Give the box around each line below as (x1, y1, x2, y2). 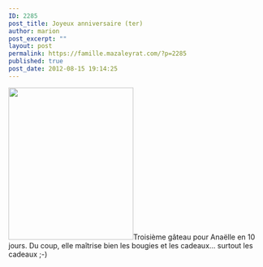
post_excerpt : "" (8, 34, 67, 43)
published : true (8, 58, 63, 66)
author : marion (8, 27, 60, 35)
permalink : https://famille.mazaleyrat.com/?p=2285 (8, 50, 187, 58)
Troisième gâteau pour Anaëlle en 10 (133, 232, 256, 242)
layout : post (8, 42, 53, 50)
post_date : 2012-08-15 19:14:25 (8, 65, 118, 73)
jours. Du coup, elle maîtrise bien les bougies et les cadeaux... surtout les (8, 240, 253, 250)
